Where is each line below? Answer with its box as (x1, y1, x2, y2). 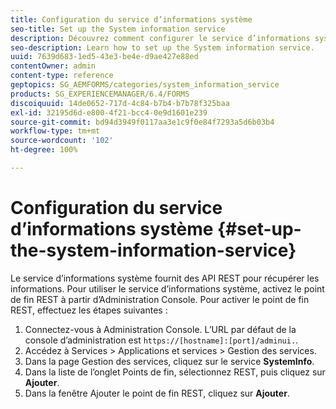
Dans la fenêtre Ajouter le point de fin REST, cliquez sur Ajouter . (24, 387, 290, 399)
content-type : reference (10, 71, 114, 81)
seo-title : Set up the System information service (10, 24, 226, 34)
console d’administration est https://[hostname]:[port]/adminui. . (24, 334, 299, 346)
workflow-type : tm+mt (10, 126, 101, 136)
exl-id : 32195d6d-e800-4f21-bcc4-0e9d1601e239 (10, 107, 208, 118)
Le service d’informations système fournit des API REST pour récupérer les (10, 272, 320, 284)
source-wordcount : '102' (10, 136, 114, 146)
